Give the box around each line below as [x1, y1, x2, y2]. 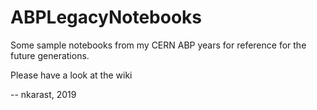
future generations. [10, 49, 90, 61]
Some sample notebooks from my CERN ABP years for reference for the [10, 39, 307, 51]
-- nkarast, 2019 [10, 88, 77, 100]
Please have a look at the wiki [10, 69, 133, 81]
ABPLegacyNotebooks [10, 6, 203, 29]
